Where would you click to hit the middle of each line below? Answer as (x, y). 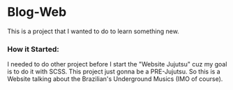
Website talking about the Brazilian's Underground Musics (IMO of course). (115, 79)
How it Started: (33, 49)
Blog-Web (37, 12)
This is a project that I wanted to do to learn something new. (93, 31)
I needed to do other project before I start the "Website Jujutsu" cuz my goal (117, 64)
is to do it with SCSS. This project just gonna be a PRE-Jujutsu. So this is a (114, 72)
